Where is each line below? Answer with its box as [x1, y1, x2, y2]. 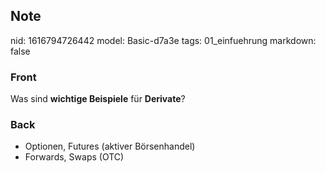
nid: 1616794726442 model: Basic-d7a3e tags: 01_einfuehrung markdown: [10, 34, 317, 46]
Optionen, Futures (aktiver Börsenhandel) [24, 140, 196, 153]
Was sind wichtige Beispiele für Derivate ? [10, 93, 186, 105]
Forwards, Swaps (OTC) [24, 151, 125, 163]
